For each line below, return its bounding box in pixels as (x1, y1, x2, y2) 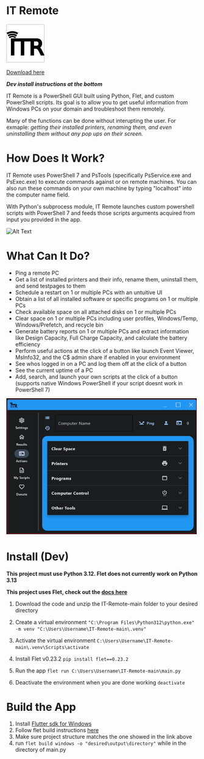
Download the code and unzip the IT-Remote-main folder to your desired (15, 600, 198, 608)
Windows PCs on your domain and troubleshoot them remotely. (6, 105, 166, 112)
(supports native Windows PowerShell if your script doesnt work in (15, 379, 183, 387)
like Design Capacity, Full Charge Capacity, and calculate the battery (15, 334, 188, 341)
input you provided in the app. (6, 216, 82, 223)
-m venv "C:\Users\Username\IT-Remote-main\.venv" (15, 626, 147, 632)
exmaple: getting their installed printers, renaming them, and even (6, 123, 172, 131)
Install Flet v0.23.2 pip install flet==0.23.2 (15, 655, 129, 663)
